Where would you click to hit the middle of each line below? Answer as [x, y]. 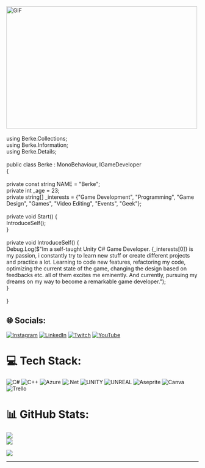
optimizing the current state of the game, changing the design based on [97, 269]
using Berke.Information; [37, 145]
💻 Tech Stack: [44, 361]
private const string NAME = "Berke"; [53, 184]
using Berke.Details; [31, 152]
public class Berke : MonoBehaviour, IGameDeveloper [74, 165]
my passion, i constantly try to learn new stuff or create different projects [98, 256]
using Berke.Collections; [37, 139]
